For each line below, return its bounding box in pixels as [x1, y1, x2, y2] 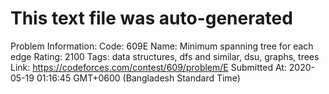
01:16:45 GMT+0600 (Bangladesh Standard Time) [36, 72, 241, 84]
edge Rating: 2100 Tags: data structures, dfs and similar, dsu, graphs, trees [10, 50, 320, 62]
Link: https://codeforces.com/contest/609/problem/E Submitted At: [10, 61, 287, 73]
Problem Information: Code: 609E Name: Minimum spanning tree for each [10, 40, 314, 52]
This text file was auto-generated [10, 7, 293, 30]
